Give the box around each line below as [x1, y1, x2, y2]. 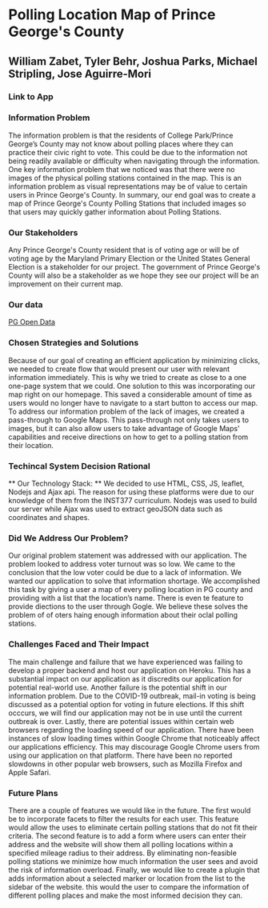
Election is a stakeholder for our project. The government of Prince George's [8, 262, 261, 272]
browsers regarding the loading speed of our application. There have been [8, 725, 254, 734]
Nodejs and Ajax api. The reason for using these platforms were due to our [8, 486, 254, 497]
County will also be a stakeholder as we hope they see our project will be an [8, 270, 259, 281]
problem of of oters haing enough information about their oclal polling [8, 610, 238, 620]
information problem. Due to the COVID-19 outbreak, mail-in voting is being [8, 690, 256, 701]
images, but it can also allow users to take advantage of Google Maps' [8, 423, 240, 433]
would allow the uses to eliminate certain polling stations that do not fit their [8, 822, 258, 832]
